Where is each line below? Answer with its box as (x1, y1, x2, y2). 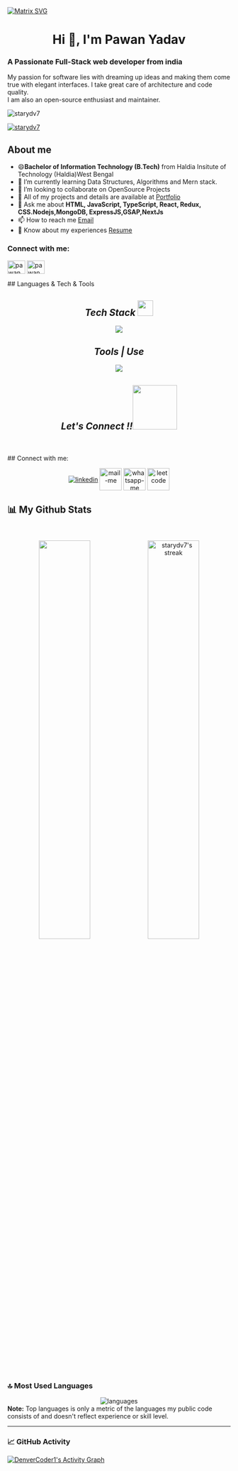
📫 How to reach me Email (17, 216, 94, 224)
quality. (7, 88, 29, 97)
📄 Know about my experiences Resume (17, 226, 132, 234)
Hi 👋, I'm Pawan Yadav (52, 32, 186, 48)
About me (7, 143, 52, 155)
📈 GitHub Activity (7, 1437, 71, 1447)
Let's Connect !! (61, 420, 133, 432)
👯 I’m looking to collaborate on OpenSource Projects (17, 185, 171, 194)
